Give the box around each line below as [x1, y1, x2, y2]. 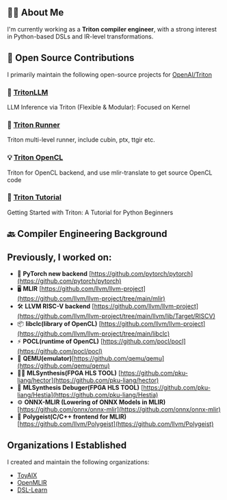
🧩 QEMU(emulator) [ [16, 354, 75, 363]
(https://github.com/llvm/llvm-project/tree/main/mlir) [16, 295, 165, 303]
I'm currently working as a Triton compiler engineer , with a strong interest [7, 25, 217, 33]
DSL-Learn [16, 486, 48, 494]
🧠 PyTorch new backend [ [16, 270, 92, 278]
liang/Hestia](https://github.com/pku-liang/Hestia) [16, 391, 159, 399]
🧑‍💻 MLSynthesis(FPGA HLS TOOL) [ [16, 369, 121, 377]
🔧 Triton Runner [7, 120, 60, 129]
